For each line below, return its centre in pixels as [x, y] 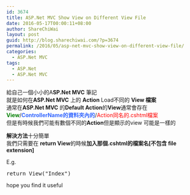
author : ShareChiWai [33, 29]
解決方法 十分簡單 [28, 136]
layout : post [23, 35]
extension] [20, 151]
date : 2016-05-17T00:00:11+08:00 [49, 23]
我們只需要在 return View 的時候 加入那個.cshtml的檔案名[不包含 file [91, 143]
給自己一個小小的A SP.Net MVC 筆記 [52, 93]
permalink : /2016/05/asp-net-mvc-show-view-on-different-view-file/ [95, 46]
